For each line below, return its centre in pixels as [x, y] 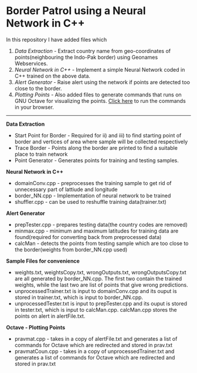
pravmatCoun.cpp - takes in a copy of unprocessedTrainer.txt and [94, 351]
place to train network [41, 154]
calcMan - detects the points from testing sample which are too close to [101, 243]
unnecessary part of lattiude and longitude [66, 189]
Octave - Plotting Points [36, 327]
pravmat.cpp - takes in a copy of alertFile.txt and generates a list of [96, 338]
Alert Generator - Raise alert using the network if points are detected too [102, 82]
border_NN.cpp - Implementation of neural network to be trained [93, 196]
